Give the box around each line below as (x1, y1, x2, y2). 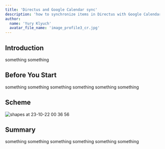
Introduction (5, 44, 44, 52)
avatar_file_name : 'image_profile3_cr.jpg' (9, 26, 100, 30)
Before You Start (5, 71, 57, 79)
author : (5, 16, 21, 21)
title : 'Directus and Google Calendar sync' (5, 7, 98, 12)
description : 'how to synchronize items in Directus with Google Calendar (5, 12, 162, 17)
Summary (5, 125, 36, 134)
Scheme (5, 98, 31, 107)
